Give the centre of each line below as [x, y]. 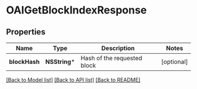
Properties [26, 32]
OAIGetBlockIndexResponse [77, 10]
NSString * [60, 62]
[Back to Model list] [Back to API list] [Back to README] [73, 80]
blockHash [24, 62]
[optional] [174, 62]
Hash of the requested [111, 58]
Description [118, 48]
